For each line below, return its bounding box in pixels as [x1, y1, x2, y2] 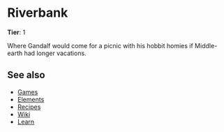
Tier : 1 [7, 28, 26, 36]
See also [7, 69, 45, 81]
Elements [17, 95, 45, 103]
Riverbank [7, 5, 68, 21]
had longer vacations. [24, 49, 87, 57]
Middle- [194, 41, 218, 50]
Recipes [17, 103, 41, 111]
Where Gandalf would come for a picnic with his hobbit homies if [7, 41, 193, 50]
